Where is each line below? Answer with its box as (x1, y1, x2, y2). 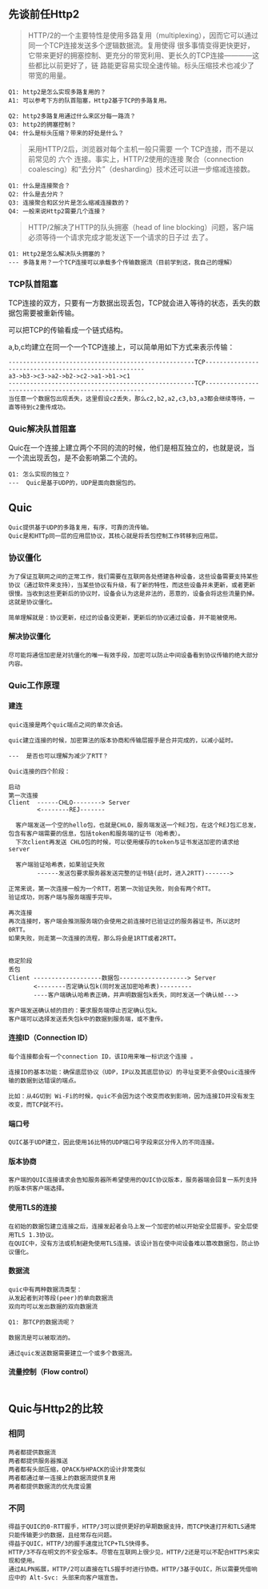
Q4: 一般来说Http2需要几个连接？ (8, 207, 106, 215)
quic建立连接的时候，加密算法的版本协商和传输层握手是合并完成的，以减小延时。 (8, 736, 238, 744)
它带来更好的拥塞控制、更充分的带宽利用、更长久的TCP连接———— (27, 51, 253, 60)
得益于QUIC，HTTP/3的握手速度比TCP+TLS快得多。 (8, 1540, 154, 1548)
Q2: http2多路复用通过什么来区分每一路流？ (8, 111, 136, 120)
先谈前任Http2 (8, 7, 80, 22)
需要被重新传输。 (22, 308, 78, 318)
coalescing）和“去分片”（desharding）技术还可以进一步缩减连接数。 (27, 164, 254, 174)
